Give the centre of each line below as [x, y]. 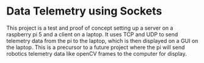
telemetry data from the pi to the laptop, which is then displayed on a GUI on [102, 41]
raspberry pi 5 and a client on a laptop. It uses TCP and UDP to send [92, 34]
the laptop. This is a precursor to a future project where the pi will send [96, 47]
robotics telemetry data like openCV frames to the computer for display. [97, 53]
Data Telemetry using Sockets [84, 11]
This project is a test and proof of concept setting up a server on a [90, 28]
